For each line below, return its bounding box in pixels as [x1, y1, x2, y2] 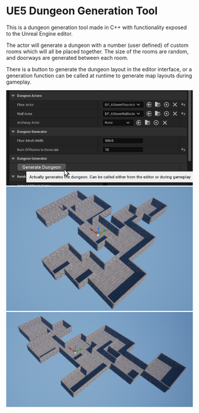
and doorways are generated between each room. [6, 54, 129, 61]
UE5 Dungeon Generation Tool [6, 4, 158, 18]
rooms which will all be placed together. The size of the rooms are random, [6, 47, 189, 55]
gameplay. [6, 78, 31, 85]
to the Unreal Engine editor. [6, 30, 73, 37]
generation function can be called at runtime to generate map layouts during [6, 72, 192, 79]
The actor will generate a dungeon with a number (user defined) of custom [6, 42, 188, 49]
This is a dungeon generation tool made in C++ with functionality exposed [6, 24, 187, 31]
